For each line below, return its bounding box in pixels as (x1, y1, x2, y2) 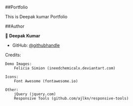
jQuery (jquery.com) (14, 92, 56, 97)
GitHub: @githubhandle (12, 42, 60, 48)
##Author (5, 23, 25, 29)
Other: (5, 87, 19, 92)
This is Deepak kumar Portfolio (5, 14, 67, 19)
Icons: (5, 74, 19, 79)
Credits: (5, 52, 21, 58)
